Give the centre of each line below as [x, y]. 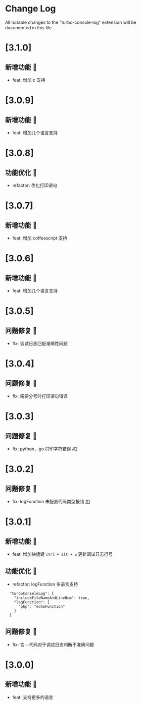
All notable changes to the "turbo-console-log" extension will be [71, 22]
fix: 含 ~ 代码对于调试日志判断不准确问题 [53, 645]
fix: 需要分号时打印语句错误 [40, 396]
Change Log [30, 9]
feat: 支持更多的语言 [33, 697]
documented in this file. [29, 27]
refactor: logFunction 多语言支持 [45, 584]
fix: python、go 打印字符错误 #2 [45, 449]
